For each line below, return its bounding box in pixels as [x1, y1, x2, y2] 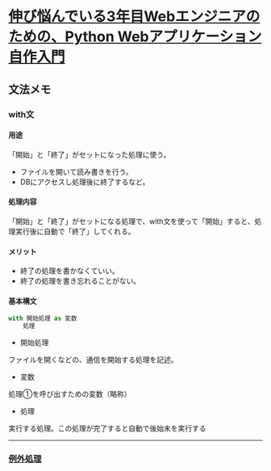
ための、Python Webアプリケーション [8, 27, 262, 46]
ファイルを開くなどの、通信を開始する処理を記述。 [8, 355, 178, 364]
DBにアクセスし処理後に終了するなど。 [19, 177, 150, 187]
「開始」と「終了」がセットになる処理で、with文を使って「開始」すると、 [8, 216, 255, 226]
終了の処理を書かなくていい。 [19, 266, 119, 275]
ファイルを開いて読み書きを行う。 [19, 166, 133, 176]
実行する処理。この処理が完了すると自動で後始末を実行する [8, 423, 206, 433]
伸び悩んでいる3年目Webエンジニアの [8, 7, 261, 26]
